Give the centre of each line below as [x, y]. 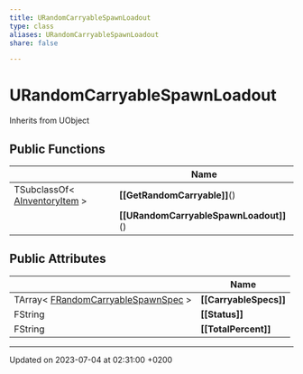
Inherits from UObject [50, 121]
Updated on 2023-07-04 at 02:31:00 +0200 [91, 360]
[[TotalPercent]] [236, 329]
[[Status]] [222, 314]
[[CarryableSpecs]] [243, 299]
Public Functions [57, 149]
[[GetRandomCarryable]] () [177, 195]
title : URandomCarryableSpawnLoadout [80, 18]
